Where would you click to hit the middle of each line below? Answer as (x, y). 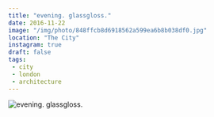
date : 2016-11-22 (37, 23)
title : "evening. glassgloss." (60, 15)
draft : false (30, 52)
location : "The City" (44, 38)
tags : (17, 60)
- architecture (36, 81)
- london (26, 74)
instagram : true (35, 45)
